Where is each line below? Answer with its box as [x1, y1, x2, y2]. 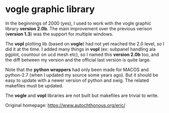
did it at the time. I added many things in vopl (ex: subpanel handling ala [5, 46, 156, 52]
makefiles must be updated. [5, 82, 63, 89]
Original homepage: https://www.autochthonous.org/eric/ [5, 102, 126, 108]
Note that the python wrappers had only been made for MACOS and [5, 67, 149, 73]
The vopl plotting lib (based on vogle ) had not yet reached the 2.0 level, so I [5, 40, 164, 46]
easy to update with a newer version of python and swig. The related [5, 77, 149, 83]
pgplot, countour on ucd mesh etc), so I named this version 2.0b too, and [5, 51, 159, 58]
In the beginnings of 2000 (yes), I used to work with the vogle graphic [5, 20, 151, 26]
